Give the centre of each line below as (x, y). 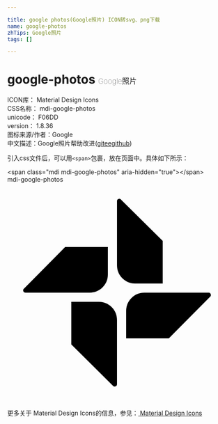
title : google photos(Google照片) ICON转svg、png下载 (84, 19)
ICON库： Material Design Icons (53, 100)
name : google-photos (37, 26)
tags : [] (20, 39)
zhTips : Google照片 (34, 33)
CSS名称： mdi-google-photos (52, 109)
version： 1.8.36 (30, 126)
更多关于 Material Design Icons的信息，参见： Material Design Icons (105, 413)
